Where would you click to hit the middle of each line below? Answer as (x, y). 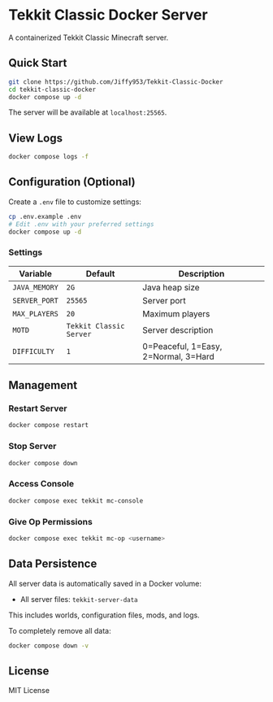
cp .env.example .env (45, 216)
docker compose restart (49, 425)
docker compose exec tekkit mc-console (76, 501)
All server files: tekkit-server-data (79, 599)
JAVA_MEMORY (36, 287)
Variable (36, 273)
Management (43, 385)
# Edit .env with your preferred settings (81, 224)
